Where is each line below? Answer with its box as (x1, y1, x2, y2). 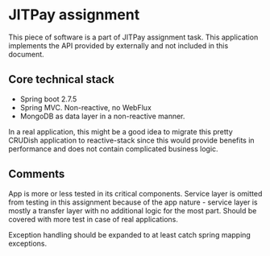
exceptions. (8, 238, 47, 248)
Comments (8, 167, 65, 181)
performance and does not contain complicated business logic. (8, 143, 219, 154)
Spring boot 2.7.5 (19, 94, 77, 104)
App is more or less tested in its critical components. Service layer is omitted (8, 188, 263, 198)
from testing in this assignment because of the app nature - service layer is (8, 197, 258, 207)
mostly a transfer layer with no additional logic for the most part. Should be (8, 205, 257, 215)
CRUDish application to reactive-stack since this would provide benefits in (8, 135, 255, 145)
